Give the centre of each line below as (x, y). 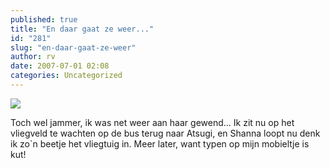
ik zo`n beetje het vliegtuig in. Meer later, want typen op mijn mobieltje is (160, 143)
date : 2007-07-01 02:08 (60, 66)
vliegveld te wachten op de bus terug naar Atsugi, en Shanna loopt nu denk (165, 133)
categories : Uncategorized (66, 76)
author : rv (33, 57)
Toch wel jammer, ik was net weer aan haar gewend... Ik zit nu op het (152, 122)
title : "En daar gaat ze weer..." (82, 29)
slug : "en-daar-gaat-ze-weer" (73, 47)
